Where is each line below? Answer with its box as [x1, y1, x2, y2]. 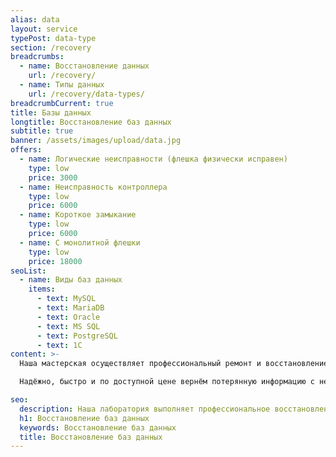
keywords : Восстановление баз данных [19, 422, 177, 433]
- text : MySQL [36, 294, 97, 304]
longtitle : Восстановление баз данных [10, 117, 172, 127]
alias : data [10, 14, 60, 25]
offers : [10, 145, 43, 155]
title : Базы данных [10, 107, 92, 118]
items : [28, 284, 56, 295]
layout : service [10, 24, 78, 34]
